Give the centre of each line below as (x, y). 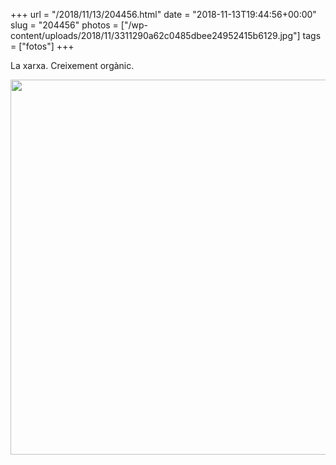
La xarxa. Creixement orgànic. (72, 65)
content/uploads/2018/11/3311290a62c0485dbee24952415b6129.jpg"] (155, 35)
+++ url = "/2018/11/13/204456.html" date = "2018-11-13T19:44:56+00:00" (163, 14)
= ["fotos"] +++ (42, 46)
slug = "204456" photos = (64, 25)
